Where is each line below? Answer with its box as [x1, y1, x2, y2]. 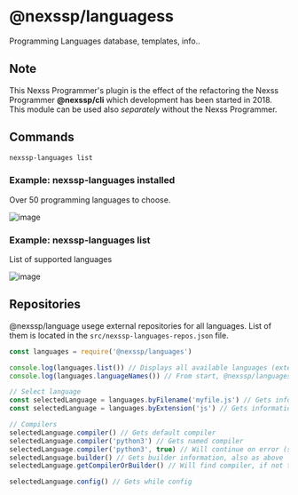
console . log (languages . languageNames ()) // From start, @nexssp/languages [9, 371, 292, 380]
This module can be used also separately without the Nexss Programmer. [9, 104, 278, 115]
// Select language [9, 387, 82, 396]
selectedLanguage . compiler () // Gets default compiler [9, 428, 216, 437]
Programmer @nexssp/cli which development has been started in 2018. [9, 94, 273, 105]
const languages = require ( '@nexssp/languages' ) [9, 347, 192, 356]
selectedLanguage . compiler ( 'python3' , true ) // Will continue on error [9, 444, 279, 454]
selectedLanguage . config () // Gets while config [9, 477, 192, 486]
